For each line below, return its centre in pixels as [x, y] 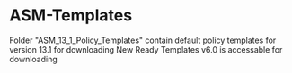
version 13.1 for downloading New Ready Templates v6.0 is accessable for [146, 49]
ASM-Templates [71, 16]
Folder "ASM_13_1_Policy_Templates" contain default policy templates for [143, 40]
